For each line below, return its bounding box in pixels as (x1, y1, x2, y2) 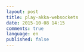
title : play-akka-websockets (6, 14, 79, 20)
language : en (6, 31, 39, 37)
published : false (6, 36, 49, 42)
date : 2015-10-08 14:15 (6, 20, 66, 26)
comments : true (6, 25, 44, 32)
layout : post (6, 8, 39, 15)
